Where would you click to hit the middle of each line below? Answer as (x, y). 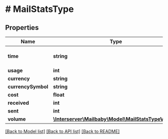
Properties (22, 28)
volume (17, 119)
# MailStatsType (39, 9)
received (18, 103)
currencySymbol (28, 87)
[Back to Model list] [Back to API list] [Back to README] (62, 131)
